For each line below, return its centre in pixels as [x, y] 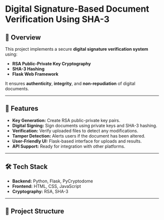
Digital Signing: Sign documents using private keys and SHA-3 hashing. [85, 125]
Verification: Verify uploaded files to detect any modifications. [75, 131]
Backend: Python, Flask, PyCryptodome [53, 181]
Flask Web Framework [35, 74]
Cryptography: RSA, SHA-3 [40, 191]
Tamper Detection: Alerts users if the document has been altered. [79, 136]
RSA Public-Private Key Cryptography [51, 64]
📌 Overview [23, 37]
